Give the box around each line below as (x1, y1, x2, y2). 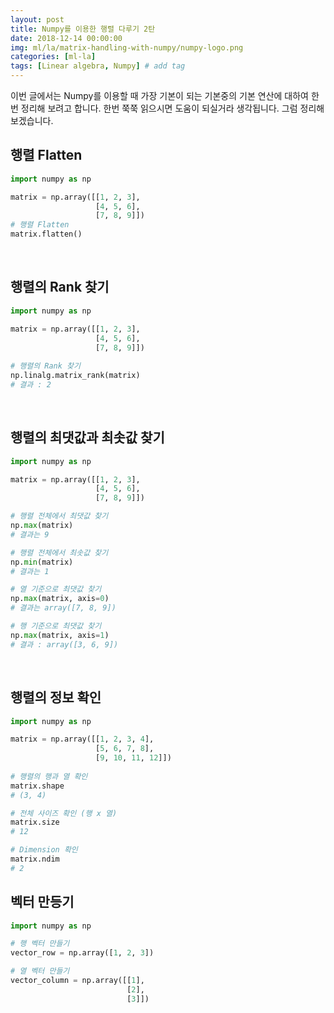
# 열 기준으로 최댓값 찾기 (10, 584, 102, 595)
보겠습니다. (10, 115, 54, 126)
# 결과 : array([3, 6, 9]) (10, 639, 119, 650)
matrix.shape (10, 781, 65, 791)
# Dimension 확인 (10, 845, 78, 855)
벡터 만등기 (10, 894, 75, 911)
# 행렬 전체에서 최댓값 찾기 (10, 511, 109, 521)
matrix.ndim (10, 854, 60, 864)
